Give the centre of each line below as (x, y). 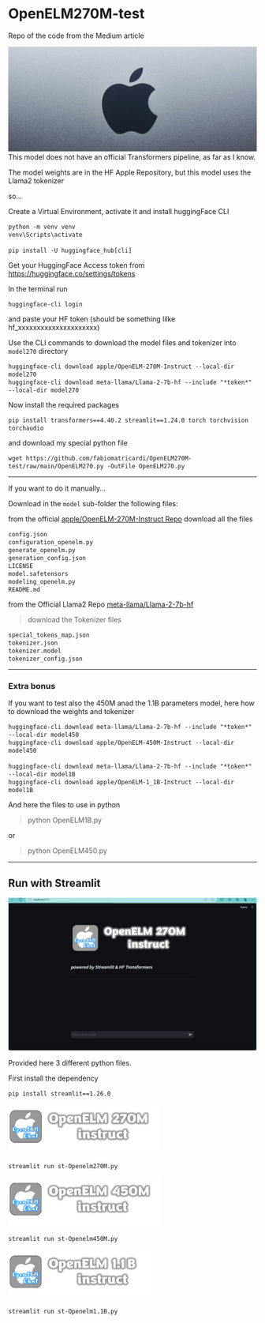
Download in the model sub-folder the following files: (93, 504)
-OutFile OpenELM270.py (146, 467)
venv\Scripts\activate (45, 235)
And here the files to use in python (64, 805)
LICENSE (21, 566)
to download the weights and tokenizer (71, 712)
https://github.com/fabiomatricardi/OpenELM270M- (109, 459)
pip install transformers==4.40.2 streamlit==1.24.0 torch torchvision (128, 421)
